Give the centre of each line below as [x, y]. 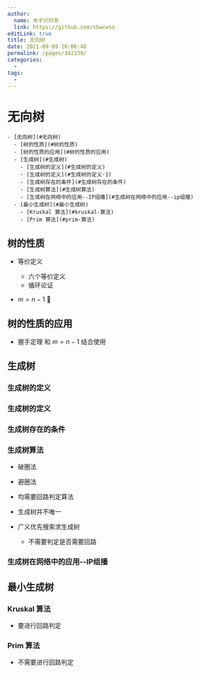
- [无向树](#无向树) [34, 137]
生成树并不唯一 [39, 512]
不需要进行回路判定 [46, 662]
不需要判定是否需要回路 [62, 542]
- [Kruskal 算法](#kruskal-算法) [67, 213]
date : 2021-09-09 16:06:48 [47, 47]
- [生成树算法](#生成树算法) [58, 190]
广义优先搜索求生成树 [48, 527]
